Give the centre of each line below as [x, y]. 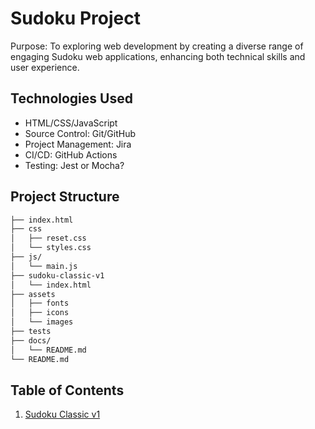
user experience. [45, 67]
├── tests [31, 332]
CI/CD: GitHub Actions [71, 154]
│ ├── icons [40, 313]
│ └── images [42, 322]
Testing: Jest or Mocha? [74, 165]
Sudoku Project [75, 18]
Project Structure [65, 197]
